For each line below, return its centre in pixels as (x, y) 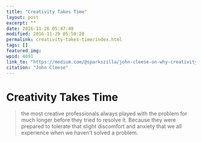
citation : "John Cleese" (37, 67)
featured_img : (24, 51)
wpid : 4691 (20, 56)
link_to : (17, 62)
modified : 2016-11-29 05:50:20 (45, 34)
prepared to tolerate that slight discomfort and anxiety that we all (101, 126)
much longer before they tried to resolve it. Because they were (98, 120)
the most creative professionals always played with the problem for (104, 114)
